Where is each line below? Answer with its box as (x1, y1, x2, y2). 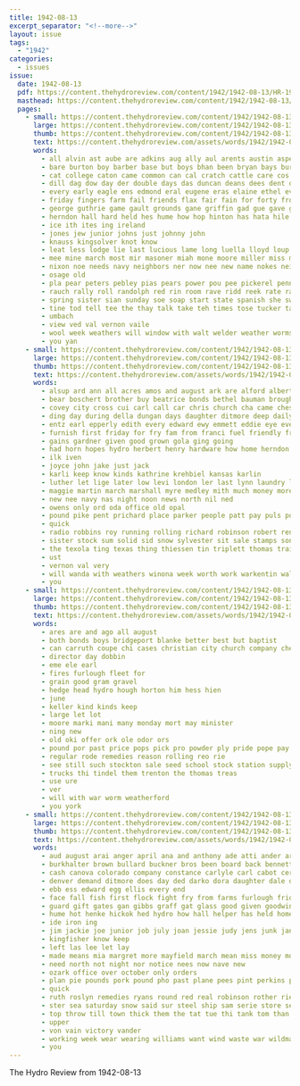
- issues (17, 63, 50, 72)
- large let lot (41, 711, 102, 720)
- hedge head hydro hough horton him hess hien (41, 685, 221, 695)
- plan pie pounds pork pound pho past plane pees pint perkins (41, 976, 286, 985)
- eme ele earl (41, 661, 98, 670)
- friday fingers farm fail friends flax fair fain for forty (41, 196, 278, 205)
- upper (41, 1017, 70, 1027)
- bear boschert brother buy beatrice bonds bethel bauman (41, 395, 266, 405)
